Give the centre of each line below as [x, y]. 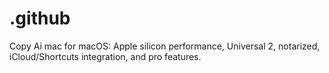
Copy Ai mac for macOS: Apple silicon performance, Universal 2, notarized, [165, 46]
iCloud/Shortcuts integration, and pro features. [105, 56]
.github [40, 18]
